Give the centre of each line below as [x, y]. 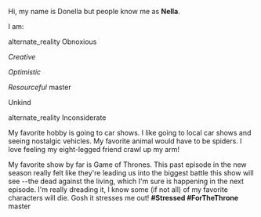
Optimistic [25, 72]
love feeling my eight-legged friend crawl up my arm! [94, 149]
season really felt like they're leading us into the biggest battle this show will [131, 173]
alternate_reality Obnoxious [53, 42]
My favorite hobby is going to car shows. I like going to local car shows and [130, 133]
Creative [22, 57]
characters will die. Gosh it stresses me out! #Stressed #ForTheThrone [123, 198]
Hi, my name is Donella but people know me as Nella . [94, 11]
